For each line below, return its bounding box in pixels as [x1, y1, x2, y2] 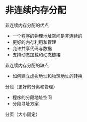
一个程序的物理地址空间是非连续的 [12, 33, 83, 39]
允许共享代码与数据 [12, 45, 52, 51]
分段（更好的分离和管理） [5, 83, 58, 89]
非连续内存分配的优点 [5, 22, 49, 28]
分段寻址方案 [12, 100, 39, 106]
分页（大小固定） [5, 111, 40, 117]
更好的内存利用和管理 [12, 39, 56, 45]
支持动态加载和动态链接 [12, 51, 61, 58]
